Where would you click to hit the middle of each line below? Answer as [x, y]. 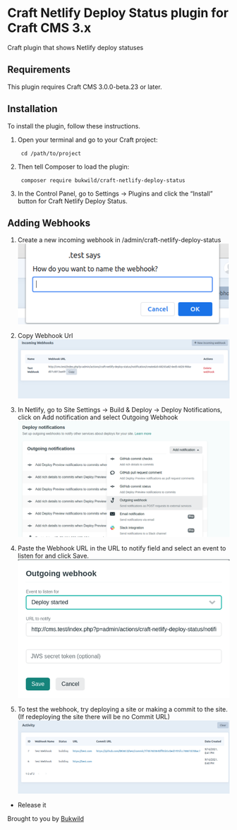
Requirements [39, 70]
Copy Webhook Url [45, 335]
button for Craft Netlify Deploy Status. [73, 201]
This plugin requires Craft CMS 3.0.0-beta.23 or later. [85, 87]
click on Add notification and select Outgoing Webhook [98, 417]
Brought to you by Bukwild [46, 818]
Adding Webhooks [49, 223]
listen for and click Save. [53, 555]
